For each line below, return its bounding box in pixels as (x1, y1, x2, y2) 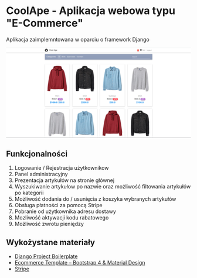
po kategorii (14, 189, 44, 197)
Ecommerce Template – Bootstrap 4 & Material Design (14, 259, 145, 266)
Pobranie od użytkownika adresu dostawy (14, 208, 116, 215)
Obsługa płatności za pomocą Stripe (14, 202, 103, 209)
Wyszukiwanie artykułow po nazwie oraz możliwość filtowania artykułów (14, 183, 191, 190)
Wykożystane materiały (6, 237, 96, 247)
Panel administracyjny (14, 171, 69, 178)
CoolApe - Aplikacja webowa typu (6, 4, 176, 18)
